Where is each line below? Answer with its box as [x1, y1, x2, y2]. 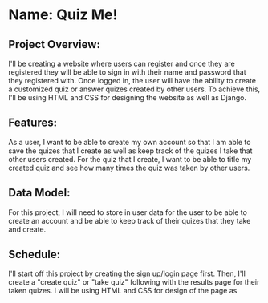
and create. [8, 224, 47, 234]
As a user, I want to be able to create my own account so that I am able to [8, 137, 251, 147]
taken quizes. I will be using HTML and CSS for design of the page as [8, 286, 238, 296]
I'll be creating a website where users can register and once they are [8, 59, 235, 68]
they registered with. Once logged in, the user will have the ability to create [8, 76, 257, 85]
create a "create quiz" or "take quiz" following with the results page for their [8, 277, 260, 287]
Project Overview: [8, 38, 100, 51]
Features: [8, 116, 58, 130]
